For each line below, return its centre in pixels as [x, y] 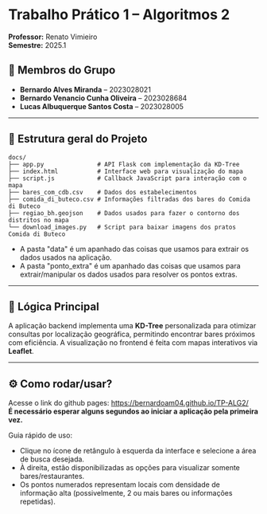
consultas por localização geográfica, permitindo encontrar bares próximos [132, 334]
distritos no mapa [39, 220]
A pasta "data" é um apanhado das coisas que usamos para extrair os [134, 249]
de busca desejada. [52, 459]
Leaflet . [21, 351]
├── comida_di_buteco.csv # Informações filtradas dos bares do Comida [129, 199]
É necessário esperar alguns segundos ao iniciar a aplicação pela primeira [133, 411]
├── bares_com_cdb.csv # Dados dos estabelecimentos [103, 192]
